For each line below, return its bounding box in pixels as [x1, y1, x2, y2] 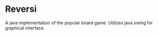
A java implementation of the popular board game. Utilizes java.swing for [5, 20, 153, 26]
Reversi [5, 3, 37, 15]
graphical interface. [5, 25, 45, 31]
